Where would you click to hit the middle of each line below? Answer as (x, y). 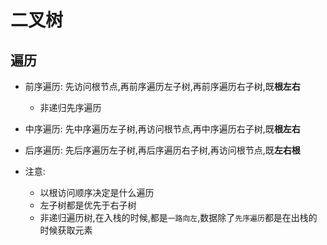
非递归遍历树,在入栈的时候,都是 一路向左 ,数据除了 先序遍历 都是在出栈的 (178, 217)
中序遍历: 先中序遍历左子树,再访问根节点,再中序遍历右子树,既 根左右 (162, 129)
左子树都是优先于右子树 (88, 205)
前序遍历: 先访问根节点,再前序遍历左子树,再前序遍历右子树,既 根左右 (162, 86)
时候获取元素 (66, 230)
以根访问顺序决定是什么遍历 (97, 192)
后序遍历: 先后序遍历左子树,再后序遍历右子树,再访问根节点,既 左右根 (162, 150)
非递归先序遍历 (70, 107)
